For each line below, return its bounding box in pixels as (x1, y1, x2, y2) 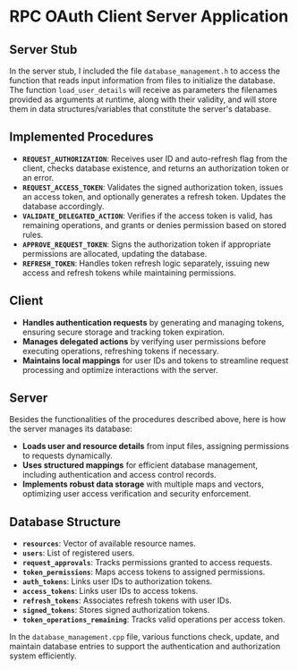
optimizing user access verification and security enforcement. (21, 488, 251, 499)
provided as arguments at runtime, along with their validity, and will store (9, 94, 277, 105)
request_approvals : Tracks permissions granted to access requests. (21, 557, 273, 568)
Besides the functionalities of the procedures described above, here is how (9, 414, 286, 425)
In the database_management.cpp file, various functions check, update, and (9, 632, 280, 642)
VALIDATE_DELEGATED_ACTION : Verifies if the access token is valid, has (21, 210, 273, 221)
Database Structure (9, 514, 121, 530)
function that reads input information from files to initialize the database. (9, 75, 276, 86)
